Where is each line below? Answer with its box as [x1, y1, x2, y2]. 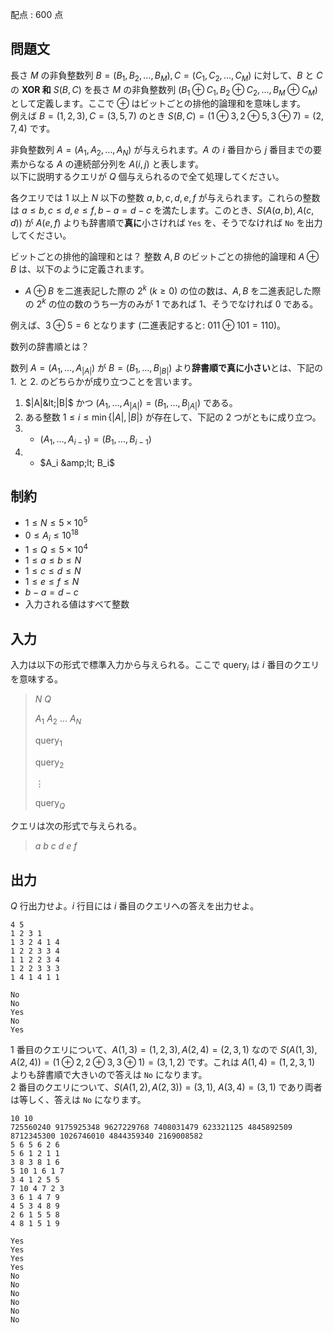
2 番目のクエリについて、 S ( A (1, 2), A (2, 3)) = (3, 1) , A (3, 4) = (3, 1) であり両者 [10, 1081, 323, 1093]
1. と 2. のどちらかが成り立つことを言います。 [10, 376, 198, 388]
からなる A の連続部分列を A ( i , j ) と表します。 [18, 158, 205, 170]
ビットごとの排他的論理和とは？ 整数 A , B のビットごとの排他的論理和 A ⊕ [10, 251, 320, 263]
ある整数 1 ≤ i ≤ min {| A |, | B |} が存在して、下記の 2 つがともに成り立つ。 [24, 411, 322, 423]
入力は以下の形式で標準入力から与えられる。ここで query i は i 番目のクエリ [10, 659, 320, 673]
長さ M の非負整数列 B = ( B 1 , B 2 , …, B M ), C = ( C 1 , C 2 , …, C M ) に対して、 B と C [10, 69, 323, 83]
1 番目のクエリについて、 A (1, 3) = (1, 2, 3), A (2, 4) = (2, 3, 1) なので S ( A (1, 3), [10, 1044, 318, 1056]
